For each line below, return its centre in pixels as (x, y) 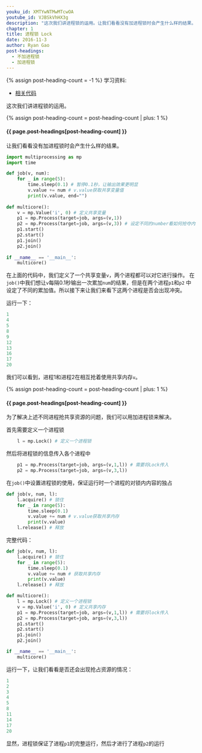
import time (21, 163)
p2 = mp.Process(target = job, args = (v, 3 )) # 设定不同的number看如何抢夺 (104, 224)
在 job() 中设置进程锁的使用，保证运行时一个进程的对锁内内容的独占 (89, 483)
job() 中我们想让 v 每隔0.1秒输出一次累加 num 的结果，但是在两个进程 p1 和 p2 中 (99, 283)
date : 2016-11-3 (26, 40)
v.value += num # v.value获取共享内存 (74, 516)
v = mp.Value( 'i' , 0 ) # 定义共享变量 (62, 212)
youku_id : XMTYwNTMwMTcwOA (40, 12)
